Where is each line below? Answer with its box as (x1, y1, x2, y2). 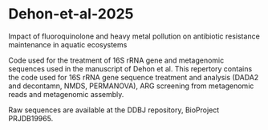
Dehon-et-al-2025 (8, 5, 134, 23)
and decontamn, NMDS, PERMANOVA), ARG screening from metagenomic (8, 81, 254, 91)
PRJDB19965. (8, 113, 54, 123)
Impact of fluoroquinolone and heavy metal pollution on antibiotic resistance (8, 31, 261, 41)
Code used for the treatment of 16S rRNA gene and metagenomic (8, 55, 225, 65)
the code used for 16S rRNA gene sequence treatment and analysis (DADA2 (8, 72, 259, 82)
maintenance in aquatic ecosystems (8, 39, 128, 49)
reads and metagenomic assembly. (8, 89, 124, 99)
